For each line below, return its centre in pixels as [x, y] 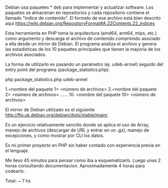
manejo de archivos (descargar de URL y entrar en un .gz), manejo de [77, 130]
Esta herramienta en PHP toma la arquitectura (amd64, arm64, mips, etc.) [81, 33]
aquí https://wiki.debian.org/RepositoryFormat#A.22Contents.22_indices [80, 23]
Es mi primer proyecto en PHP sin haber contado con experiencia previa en [83, 145]
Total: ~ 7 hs [18, 181]
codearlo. [15, 171]
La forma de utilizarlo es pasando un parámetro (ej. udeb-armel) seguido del [84, 64]
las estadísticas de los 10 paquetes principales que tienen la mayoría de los [83, 49]
